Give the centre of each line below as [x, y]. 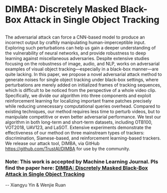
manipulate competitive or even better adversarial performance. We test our [83, 116]
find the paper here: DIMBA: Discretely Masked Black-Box [77, 167]
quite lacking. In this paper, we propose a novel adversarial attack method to [83, 74]
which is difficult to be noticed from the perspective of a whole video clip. [81, 90]
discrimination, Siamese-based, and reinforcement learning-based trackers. [83, 138]
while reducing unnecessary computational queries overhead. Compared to [83, 106]
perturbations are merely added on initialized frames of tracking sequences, [83, 85]
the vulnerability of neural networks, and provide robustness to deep [76, 53]
